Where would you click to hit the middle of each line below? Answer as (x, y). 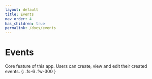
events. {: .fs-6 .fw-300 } (30, 72)
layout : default (22, 10)
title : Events (20, 14)
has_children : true (25, 23)
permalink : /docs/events (30, 28)
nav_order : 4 (18, 19)
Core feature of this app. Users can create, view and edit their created (76, 66)
